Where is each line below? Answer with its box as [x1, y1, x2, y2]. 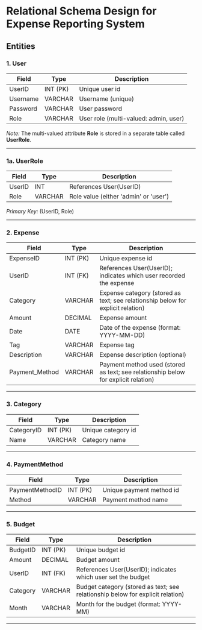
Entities [6, 41, 35, 51]
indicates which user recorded [99, 271, 185, 280]
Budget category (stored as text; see [76, 583, 180, 591]
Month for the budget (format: [76, 600, 161, 608]
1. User [6, 59, 27, 68]
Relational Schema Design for [6, 4, 157, 18]
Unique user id [79, 84, 121, 93]
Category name [82, 435, 126, 444]
